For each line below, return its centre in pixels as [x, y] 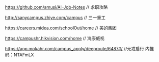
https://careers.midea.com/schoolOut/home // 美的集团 [61, 28]
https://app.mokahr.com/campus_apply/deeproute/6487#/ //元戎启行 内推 [79, 49]
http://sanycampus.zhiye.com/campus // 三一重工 [55, 18]
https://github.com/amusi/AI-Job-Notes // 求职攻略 [56, 7]
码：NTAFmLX [20, 55]
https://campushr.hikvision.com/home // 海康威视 [55, 38]
